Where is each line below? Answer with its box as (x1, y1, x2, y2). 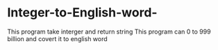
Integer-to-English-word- (7, 5, 158, 21)
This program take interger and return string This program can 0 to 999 (7, 27, 211, 36)
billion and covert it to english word (7, 34, 108, 42)
